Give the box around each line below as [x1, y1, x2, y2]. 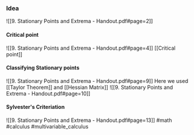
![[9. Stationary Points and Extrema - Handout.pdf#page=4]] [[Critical [6, 44, 176, 52]
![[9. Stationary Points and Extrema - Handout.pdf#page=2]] [6, 18, 153, 25]
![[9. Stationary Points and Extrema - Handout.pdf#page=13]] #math [6, 117, 173, 124]
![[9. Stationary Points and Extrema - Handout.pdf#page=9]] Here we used [6, 77, 189, 84]
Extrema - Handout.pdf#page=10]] [6, 90, 90, 97]
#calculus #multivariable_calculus [6, 123, 89, 130]
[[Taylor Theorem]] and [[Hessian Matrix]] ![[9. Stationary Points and [6, 83, 173, 91]
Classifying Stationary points [6, 64, 80, 72]
